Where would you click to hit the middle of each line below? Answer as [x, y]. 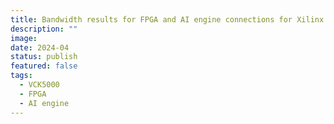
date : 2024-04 [40, 47]
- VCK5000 [39, 85]
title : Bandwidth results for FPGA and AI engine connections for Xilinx [167, 19]
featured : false [44, 66]
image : [24, 38]
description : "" [44, 29]
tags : [21, 76]
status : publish [44, 57]
